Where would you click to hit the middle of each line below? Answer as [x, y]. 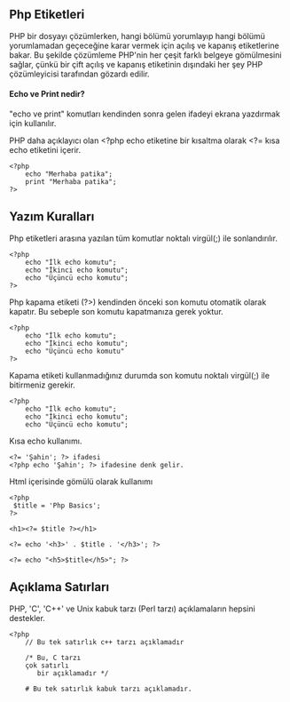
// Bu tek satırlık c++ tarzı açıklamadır [105, 642]
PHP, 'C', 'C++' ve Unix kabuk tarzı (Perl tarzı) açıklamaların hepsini [132, 609]
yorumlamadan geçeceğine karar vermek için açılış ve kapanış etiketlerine [144, 45]
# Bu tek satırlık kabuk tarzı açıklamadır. [109, 689]
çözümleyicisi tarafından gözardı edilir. [79, 74]
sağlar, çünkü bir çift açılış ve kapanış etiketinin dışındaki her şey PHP [136, 64]
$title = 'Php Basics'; [57, 506]
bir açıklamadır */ [73, 673]
